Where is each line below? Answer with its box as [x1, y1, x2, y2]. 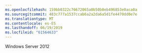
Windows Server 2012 [5, 44, 50, 49]
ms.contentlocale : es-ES [5, 21, 56, 26]
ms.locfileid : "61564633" [5, 30, 58, 35]
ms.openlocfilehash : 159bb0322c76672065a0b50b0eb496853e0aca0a [5, 7, 138, 12]
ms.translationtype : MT [5, 16, 54, 21]
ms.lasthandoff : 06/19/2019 [5, 26, 63, 30]
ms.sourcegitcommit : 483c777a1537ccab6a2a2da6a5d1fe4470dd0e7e [5, 12, 138, 17]
